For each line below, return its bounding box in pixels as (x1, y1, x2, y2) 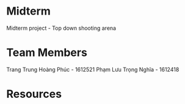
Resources (6, 87, 62, 101)
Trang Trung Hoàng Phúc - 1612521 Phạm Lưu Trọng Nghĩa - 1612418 (6, 66, 180, 73)
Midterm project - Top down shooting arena (6, 24, 117, 32)
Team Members (6, 46, 87, 60)
